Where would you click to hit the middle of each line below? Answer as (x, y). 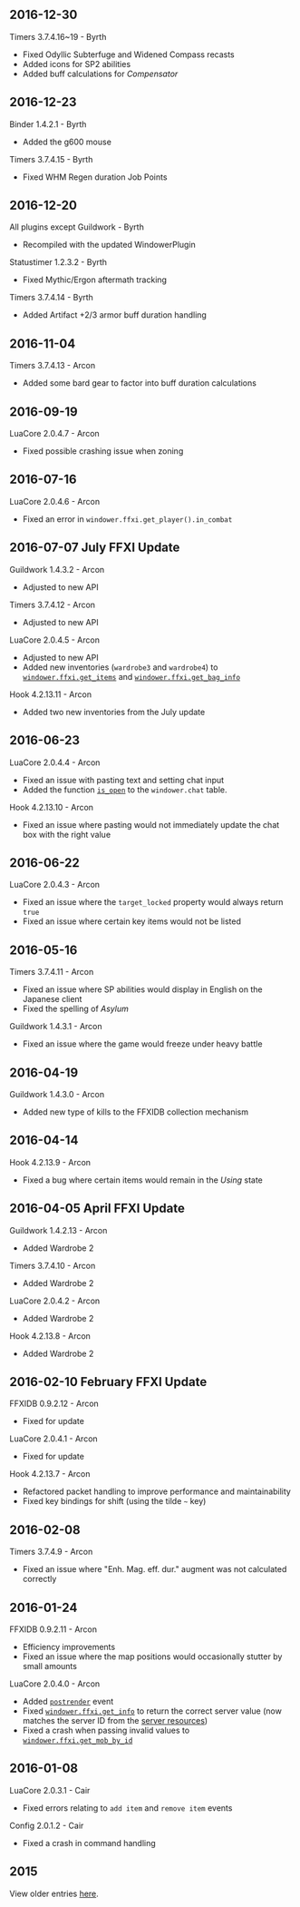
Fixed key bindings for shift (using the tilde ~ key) (114, 1501)
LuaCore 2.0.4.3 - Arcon (55, 885)
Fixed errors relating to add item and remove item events (127, 1808)
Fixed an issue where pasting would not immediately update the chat (151, 824)
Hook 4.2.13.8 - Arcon (50, 1336)
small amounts (49, 1666)
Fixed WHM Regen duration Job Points (95, 177)
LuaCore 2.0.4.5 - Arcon (54, 640)
